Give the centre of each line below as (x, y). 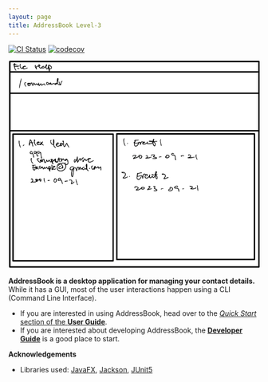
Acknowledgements (43, 354)
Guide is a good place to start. (70, 338)
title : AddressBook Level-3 (55, 25)
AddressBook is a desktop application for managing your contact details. (132, 281)
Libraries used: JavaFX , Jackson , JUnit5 (86, 369)
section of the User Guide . (63, 321)
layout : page (30, 17)
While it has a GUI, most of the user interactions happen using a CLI (120, 289)
